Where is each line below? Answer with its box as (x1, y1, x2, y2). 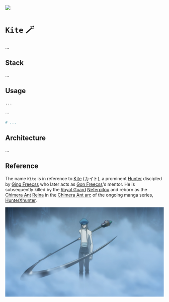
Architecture (5, 133, 46, 142)
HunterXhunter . (5, 197, 37, 203)
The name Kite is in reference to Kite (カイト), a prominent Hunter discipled (5, 176, 162, 182)
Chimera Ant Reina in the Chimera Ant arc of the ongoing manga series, (5, 192, 153, 198)
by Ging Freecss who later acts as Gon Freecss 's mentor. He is (5, 181, 135, 187)
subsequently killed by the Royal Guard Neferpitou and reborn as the (5, 187, 147, 193)
